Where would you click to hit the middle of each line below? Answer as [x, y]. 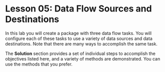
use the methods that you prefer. [39, 64]
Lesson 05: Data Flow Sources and [78, 9]
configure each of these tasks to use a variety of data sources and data [79, 38]
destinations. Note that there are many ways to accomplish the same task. [81, 43]
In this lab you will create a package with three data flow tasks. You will [78, 33]
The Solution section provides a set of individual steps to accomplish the [80, 53]
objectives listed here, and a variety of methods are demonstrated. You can [83, 58]
